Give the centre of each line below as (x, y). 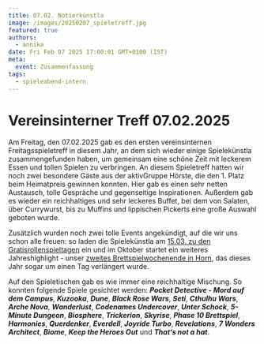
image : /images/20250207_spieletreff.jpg (77, 23)
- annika (30, 45)
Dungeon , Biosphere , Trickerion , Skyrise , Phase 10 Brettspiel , (136, 316)
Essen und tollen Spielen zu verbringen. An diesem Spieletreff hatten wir (126, 167)
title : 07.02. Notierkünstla (56, 15)
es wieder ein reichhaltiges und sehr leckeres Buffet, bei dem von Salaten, (129, 201)
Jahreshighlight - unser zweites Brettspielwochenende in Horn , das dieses (130, 258)
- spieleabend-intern (51, 81)
